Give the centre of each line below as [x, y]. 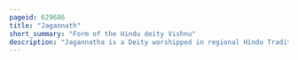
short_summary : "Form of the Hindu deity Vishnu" [103, 34]
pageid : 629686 [37, 17]
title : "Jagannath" [45, 26]
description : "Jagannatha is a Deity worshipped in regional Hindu [137, 42]
